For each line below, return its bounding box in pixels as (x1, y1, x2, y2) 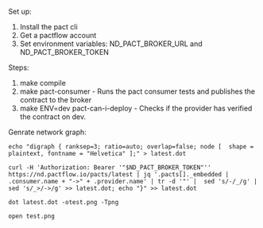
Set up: (8, 7, 32, 16)
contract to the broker (19, 95, 92, 104)
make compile (19, 79, 66, 87)
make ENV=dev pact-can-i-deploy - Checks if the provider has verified (19, 103, 253, 113)
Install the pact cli (19, 22, 78, 31)
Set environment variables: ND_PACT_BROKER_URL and (19, 39, 203, 48)
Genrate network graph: (8, 127, 87, 137)
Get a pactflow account (19, 31, 97, 40)
